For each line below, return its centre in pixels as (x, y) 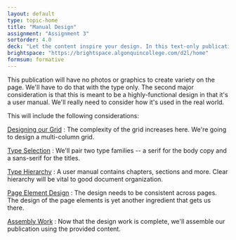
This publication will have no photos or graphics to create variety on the (111, 80)
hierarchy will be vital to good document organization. (85, 179)
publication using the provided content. (64, 229)
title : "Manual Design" (42, 27)
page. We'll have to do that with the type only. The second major (101, 87)
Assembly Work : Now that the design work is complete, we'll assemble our (116, 221)
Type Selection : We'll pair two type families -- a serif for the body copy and (117, 150)
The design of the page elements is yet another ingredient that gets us (109, 200)
